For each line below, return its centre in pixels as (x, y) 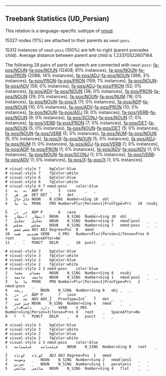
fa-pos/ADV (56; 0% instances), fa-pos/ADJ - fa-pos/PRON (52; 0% (73, 86)
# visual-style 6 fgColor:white (42, 182)
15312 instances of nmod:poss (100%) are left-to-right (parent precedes (77, 50)
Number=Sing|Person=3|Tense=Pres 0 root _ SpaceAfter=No (73, 312)
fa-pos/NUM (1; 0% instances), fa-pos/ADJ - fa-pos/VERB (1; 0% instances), (82, 144)
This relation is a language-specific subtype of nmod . (60, 31)
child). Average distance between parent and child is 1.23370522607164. (79, 55)
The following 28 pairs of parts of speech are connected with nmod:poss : (79, 64)
